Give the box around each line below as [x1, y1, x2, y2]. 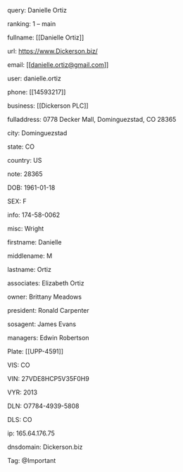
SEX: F [7, 197, 27, 205]
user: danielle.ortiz [7, 74, 61, 82]
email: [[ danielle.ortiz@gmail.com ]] [7, 61, 109, 69]
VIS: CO [7, 361, 30, 369]
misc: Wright [7, 225, 44, 232]
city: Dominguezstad [7, 129, 68, 137]
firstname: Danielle [7, 238, 62, 246]
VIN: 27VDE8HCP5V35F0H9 [7, 375, 89, 383]
